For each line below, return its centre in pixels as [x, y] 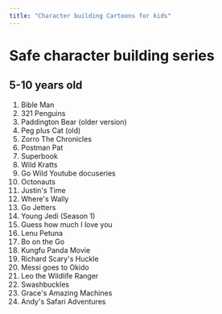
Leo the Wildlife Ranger [60, 275]
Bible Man [37, 105]
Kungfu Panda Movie [55, 250]
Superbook [39, 156]
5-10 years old [46, 85]
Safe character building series [112, 55]
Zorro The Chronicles [56, 138]
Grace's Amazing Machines [66, 293]
